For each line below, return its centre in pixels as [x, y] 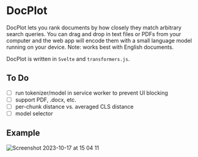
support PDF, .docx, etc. [46, 100]
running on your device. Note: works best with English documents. [90, 47]
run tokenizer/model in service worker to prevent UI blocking [91, 93]
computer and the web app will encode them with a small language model [99, 40]
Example [23, 133]
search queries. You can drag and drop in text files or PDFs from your [94, 34]
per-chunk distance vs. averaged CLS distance [74, 106]
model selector [34, 113]
